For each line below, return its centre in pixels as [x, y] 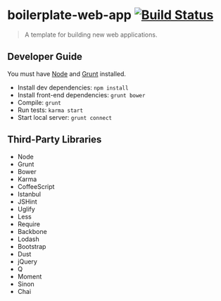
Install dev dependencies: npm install [73, 87]
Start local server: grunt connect [65, 117]
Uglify [26, 209]
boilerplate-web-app [69, 15]
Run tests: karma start [50, 110]
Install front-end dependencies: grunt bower [81, 94]
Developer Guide [45, 57]
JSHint [27, 202]
